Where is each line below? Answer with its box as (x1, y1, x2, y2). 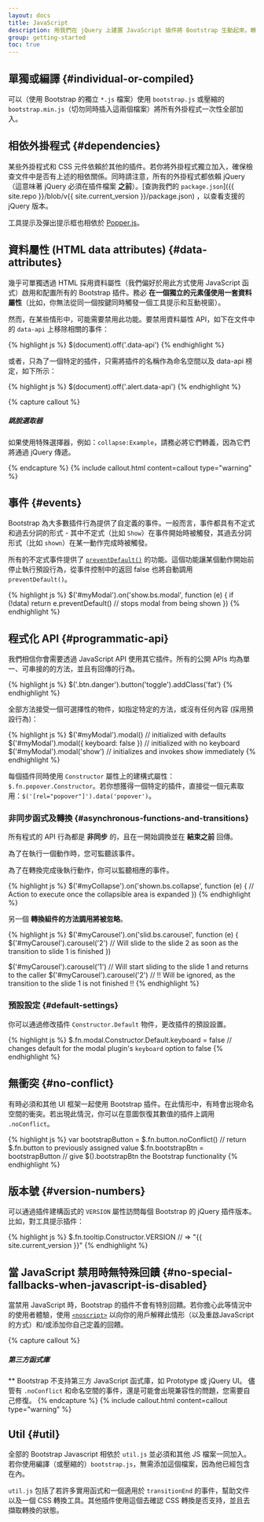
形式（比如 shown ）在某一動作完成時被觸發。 (8, 538, 152, 548)
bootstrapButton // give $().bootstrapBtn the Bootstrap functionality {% (8, 1151, 238, 1160)
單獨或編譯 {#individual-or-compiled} (8, 72, 195, 85)
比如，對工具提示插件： (8, 1216, 84, 1226)
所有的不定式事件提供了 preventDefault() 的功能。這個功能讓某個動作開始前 (8, 555, 255, 564)
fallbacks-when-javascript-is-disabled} (8, 1278, 208, 1292)
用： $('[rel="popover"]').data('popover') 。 (8, 791, 156, 800)
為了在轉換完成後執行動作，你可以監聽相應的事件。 (8, 866, 174, 875)
